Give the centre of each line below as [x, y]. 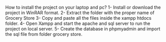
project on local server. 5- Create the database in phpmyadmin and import [83, 29]
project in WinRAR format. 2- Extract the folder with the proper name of [80, 13]
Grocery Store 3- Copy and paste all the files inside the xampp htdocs [78, 18]
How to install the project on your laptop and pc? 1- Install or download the [83, 7]
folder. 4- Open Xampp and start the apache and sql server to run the [78, 23]
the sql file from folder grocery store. [44, 34]
